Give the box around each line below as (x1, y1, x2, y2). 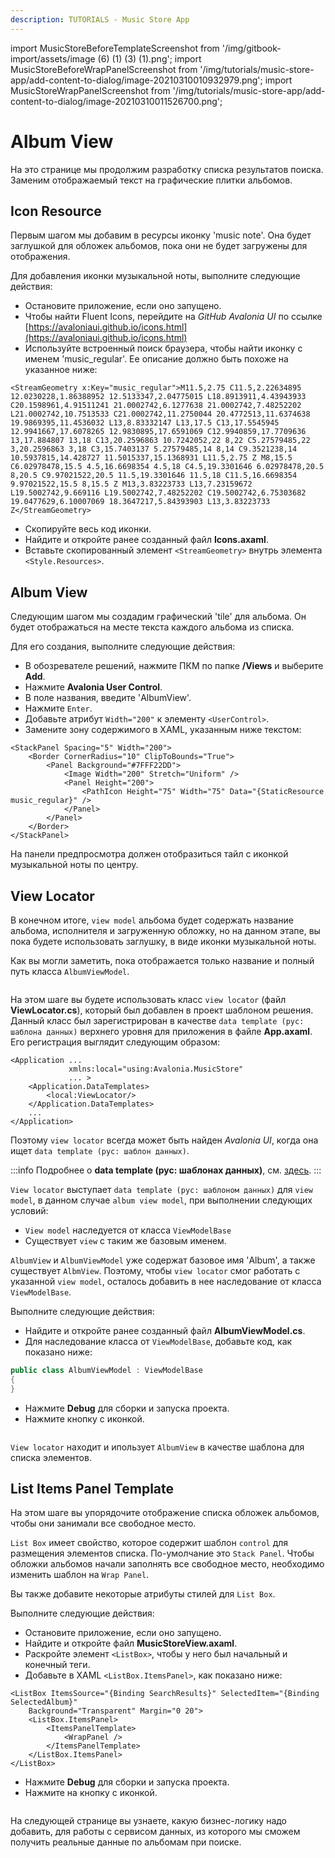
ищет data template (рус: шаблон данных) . (10, 1145, 190, 1156)
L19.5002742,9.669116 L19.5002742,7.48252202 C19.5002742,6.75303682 (10, 488, 307, 498)
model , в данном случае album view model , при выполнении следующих (10, 1194, 313, 1206)
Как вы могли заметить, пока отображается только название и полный (10, 955, 315, 966)
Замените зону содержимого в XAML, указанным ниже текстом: (24, 724, 302, 736)
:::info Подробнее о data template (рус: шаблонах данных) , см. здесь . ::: (10, 1164, 322, 1176)
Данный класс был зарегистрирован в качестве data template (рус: (10, 1015, 305, 1026)
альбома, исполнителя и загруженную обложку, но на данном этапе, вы (10, 925, 321, 936)
